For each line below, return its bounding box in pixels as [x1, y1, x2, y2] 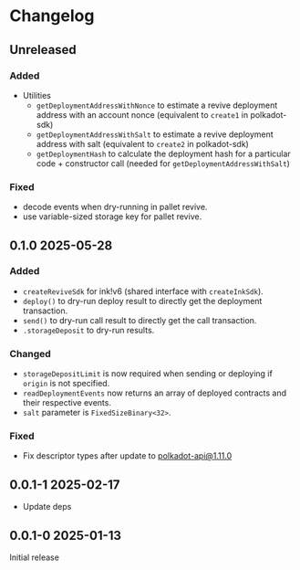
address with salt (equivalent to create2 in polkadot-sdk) [36, 138, 249, 149]
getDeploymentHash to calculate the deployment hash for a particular [36, 148, 292, 159]
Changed [9, 347, 52, 360]
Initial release [9, 552, 59, 563]
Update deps [22, 501, 72, 512]
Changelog [9, 5, 95, 26]
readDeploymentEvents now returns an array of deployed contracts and [22, 387, 287, 398]
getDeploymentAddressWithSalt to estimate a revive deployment [36, 129, 274, 140]
